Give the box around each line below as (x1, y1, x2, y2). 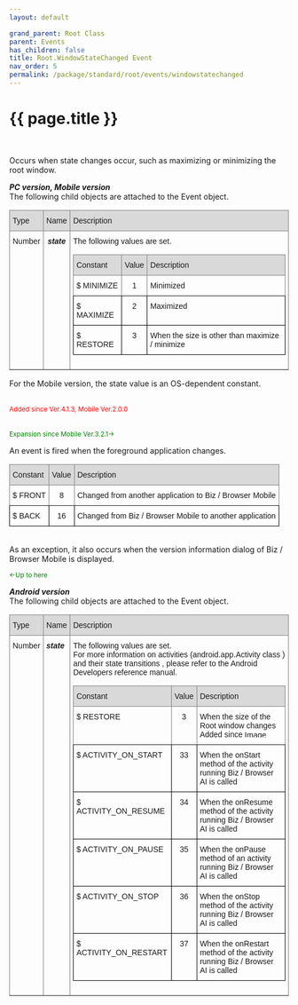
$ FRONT (12, 490, 46, 500)
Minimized (150, 281, 186, 290)
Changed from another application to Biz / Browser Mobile (76, 490, 277, 500)
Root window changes (199, 720, 277, 731)
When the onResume (199, 796, 273, 807)
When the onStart (199, 749, 261, 760)
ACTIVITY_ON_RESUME (76, 805, 166, 816)
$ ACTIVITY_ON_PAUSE (76, 844, 164, 854)
